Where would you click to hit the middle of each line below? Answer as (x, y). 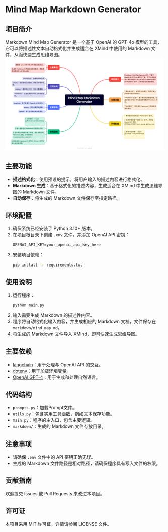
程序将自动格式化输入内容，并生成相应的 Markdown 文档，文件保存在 (84, 322)
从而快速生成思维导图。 (38, 55)
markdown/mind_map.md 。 (37, 328)
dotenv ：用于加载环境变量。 (42, 371)
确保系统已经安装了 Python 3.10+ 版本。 (54, 228)
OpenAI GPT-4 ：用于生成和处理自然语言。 (56, 377)
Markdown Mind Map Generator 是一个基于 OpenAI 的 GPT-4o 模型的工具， (83, 42)
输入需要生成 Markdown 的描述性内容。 (53, 315)
